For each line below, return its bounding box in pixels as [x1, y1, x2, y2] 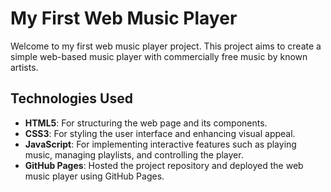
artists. [10, 61, 39, 73]
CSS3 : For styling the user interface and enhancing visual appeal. [24, 127, 296, 139]
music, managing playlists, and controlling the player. [24, 148, 244, 161]
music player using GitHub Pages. [24, 170, 165, 182]
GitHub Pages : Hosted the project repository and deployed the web [24, 159, 304, 171]
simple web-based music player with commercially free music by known [10, 50, 308, 62]
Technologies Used [10, 90, 133, 107]
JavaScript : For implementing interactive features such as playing [24, 138, 297, 150]
